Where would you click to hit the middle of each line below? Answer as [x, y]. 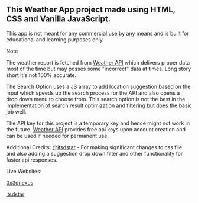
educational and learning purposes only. [55, 39]
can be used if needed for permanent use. [58, 136]
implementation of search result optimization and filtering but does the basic [99, 105]
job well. [16, 111]
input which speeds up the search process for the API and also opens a [93, 93]
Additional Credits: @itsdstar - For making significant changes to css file [94, 147]
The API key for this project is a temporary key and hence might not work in [98, 123]
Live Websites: [24, 171]
